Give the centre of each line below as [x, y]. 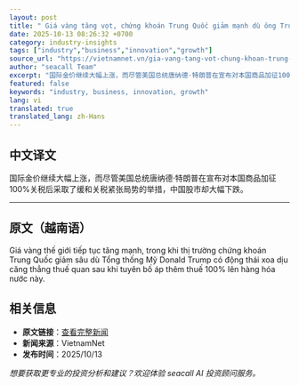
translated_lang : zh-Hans [57, 117]
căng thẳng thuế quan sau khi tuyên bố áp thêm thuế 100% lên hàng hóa [142, 269]
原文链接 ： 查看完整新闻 [65, 332]
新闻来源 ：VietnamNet [63, 342]
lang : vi [25, 100]
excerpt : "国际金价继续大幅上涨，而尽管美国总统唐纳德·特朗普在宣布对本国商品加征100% [152, 76]
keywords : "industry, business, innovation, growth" [109, 92]
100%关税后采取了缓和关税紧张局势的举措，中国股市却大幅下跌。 [129, 189]
